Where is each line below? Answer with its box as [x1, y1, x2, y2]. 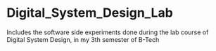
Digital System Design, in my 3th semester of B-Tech [6, 35, 160, 43]
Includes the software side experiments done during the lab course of [6, 28, 209, 36]
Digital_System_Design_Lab [6, 5, 173, 21]
